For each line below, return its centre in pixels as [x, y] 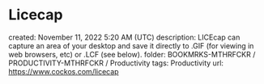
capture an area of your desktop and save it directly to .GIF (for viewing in [131, 45]
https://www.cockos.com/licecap [64, 71]
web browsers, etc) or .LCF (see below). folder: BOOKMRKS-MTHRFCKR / [132, 54]
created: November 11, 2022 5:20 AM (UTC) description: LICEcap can [124, 37]
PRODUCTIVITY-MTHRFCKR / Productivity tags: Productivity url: [116, 63]
